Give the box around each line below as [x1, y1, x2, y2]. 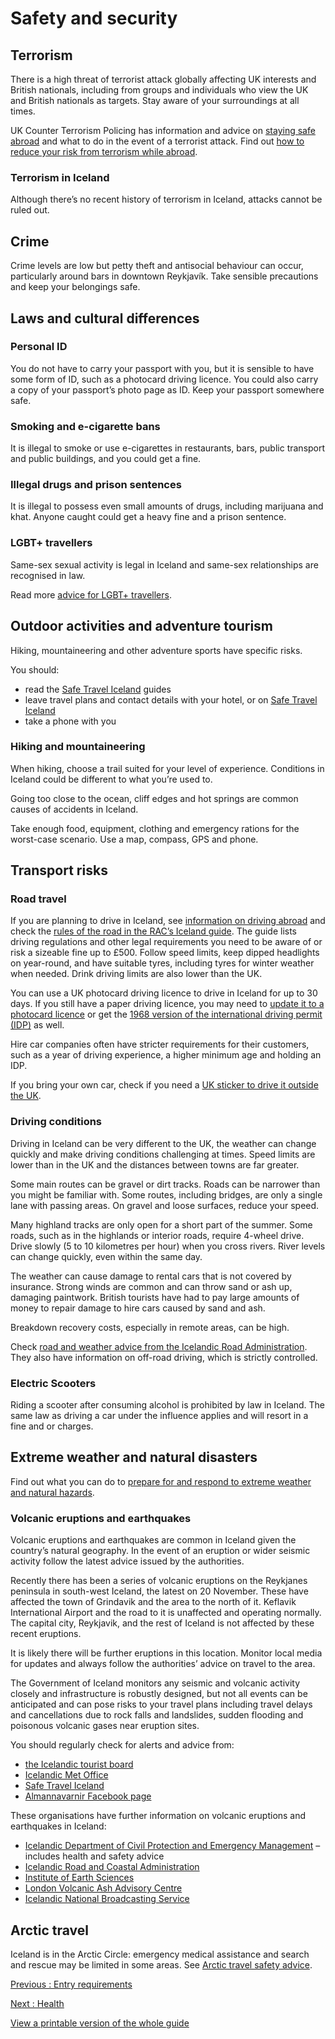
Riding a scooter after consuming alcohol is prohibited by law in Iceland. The [10, 1399, 326, 1411]
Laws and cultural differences [10, 310, 200, 327]
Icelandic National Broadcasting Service [24, 1893, 190, 1905]
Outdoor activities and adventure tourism [10, 618, 273, 635]
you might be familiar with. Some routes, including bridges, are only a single [10, 1188, 323, 1201]
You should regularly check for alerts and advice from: [10, 1739, 235, 1751]
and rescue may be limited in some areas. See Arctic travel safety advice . [10, 1959, 313, 1971]
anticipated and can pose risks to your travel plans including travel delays [10, 1698, 313, 1711]
